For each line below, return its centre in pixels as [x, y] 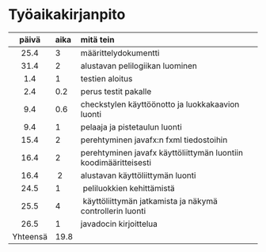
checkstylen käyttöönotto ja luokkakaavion [160, 104]
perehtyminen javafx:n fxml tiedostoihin [154, 140]
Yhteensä [30, 236]
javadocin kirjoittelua [119, 224]
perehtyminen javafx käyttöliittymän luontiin [162, 152]
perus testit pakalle [116, 91]
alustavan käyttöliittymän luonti [138, 175]
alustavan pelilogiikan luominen [139, 66]
